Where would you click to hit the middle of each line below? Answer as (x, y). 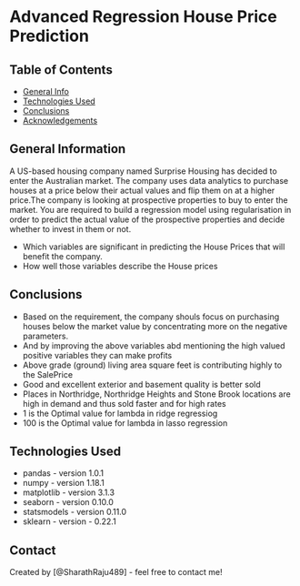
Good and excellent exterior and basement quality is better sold (141, 384)
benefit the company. (62, 256)
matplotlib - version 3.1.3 (69, 492)
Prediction (49, 36)
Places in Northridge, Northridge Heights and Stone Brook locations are (156, 394)
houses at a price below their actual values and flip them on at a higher (142, 190)
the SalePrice (48, 374)
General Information (68, 149)
